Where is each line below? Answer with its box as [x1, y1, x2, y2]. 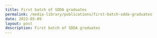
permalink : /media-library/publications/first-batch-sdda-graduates [5, 12, 152, 17]
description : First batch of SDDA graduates [5, 26, 100, 31]
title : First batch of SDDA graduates [5, 7, 87, 12]
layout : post [5, 21, 33, 26]
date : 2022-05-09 [5, 16, 42, 21]
